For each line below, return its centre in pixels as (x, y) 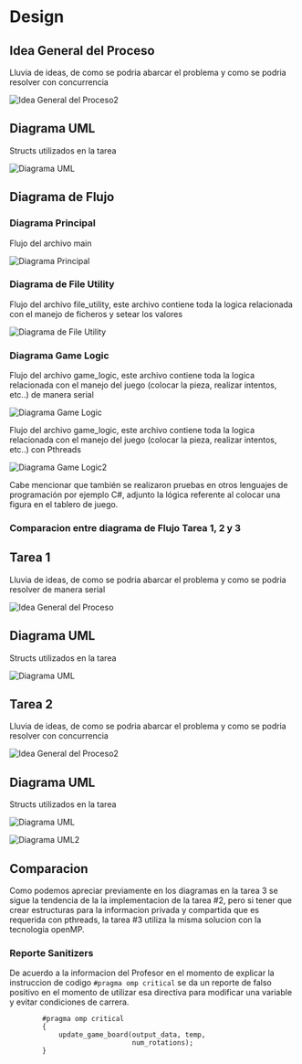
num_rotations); (163, 1043)
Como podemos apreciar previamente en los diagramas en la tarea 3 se (144, 891)
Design (37, 17)
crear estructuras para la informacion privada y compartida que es (135, 910)
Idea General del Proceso (82, 51)
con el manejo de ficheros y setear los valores (96, 314)
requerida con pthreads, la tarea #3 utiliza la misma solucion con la (135, 920)
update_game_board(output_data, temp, (132, 1035)
